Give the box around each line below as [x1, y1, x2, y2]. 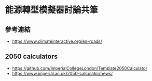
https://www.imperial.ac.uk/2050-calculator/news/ [12, 70, 113, 76]
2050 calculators [5, 52, 58, 61]
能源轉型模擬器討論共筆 [5, 4, 98, 16]
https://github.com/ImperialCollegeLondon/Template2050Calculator [12, 65, 148, 71]
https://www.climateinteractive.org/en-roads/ [12, 38, 102, 44]
